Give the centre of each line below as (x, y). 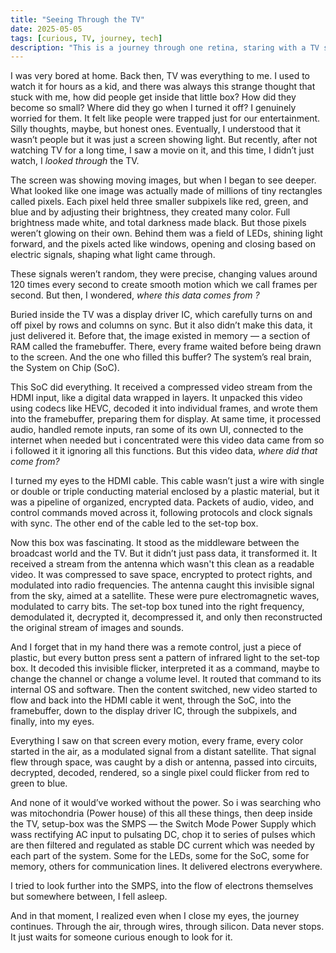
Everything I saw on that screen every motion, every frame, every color (157, 741)
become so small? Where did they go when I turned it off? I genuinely (153, 108)
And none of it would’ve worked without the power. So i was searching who (166, 803)
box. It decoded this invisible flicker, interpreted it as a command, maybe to (165, 668)
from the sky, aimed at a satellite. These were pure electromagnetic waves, (165, 596)
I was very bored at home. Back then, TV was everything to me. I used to (160, 76)
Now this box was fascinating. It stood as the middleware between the (155, 543)
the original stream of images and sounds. (97, 628)
